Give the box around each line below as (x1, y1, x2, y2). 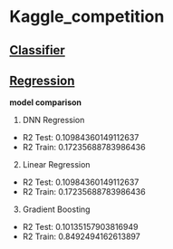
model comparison (9, 97, 82, 108)
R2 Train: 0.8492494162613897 (22, 231, 140, 242)
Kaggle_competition (9, 6, 165, 27)
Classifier (9, 43, 65, 58)
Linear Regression (22, 159, 91, 170)
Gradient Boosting (22, 204, 91, 215)
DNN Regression (22, 115, 85, 126)
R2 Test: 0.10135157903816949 (22, 222, 139, 233)
